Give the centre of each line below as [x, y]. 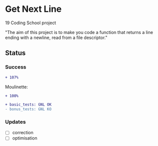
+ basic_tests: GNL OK [28, 105]
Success [16, 67]
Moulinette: [16, 87]
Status [16, 53]
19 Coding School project [31, 23]
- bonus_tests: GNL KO [28, 109]
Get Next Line [33, 9]
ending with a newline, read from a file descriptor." [56, 37]
